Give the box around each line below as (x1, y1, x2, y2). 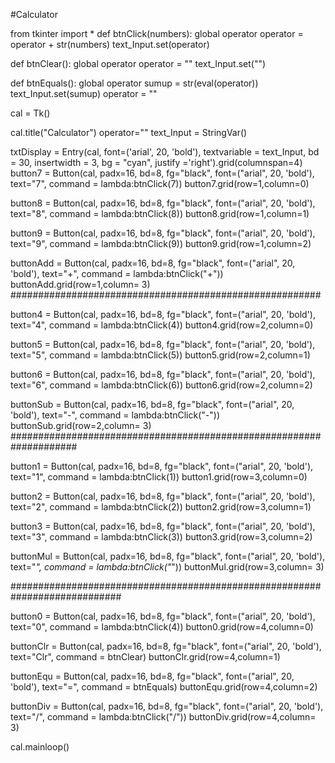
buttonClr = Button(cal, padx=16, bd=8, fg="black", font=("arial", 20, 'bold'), (10, 640, 322, 652)
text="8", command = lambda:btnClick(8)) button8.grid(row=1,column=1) (10, 208, 310, 219)
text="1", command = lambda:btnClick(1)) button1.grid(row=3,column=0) (10, 471, 308, 483)
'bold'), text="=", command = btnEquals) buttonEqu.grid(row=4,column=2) (10, 681, 318, 693)
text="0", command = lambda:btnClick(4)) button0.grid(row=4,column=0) (10, 621, 314, 633)
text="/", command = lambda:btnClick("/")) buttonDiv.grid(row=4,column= (10, 711, 317, 723)
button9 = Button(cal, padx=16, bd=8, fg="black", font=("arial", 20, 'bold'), (10, 227, 316, 239)
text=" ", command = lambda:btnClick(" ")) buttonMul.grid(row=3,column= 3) (10, 561, 325, 573)
